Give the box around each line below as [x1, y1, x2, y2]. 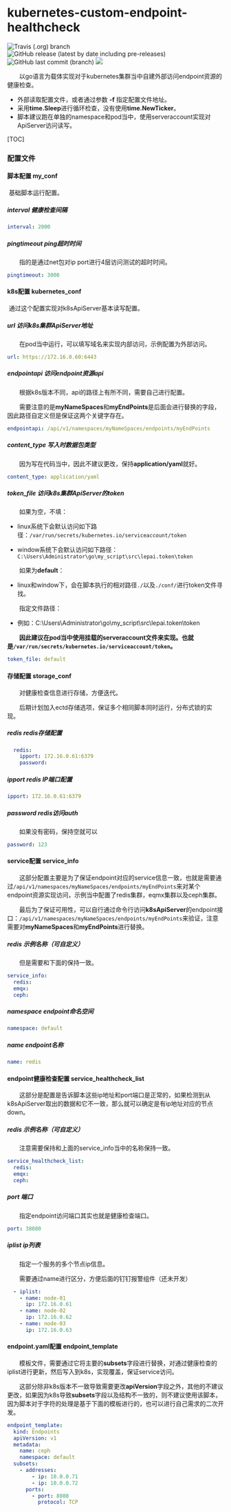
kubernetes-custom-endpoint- [7, 5, 188, 21]
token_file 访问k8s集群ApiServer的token [7, 489, 125, 497]
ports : [25, 1486, 45, 1493]
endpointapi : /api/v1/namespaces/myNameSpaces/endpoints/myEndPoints [7, 425, 211, 432]
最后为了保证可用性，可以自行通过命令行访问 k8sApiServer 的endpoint [19, 906, 217, 914]
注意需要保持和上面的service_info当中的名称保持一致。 [19, 1144, 175, 1153]
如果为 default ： [19, 566, 65, 575]
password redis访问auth [7, 808, 78, 817]
